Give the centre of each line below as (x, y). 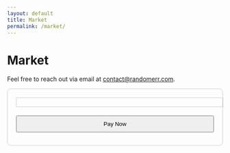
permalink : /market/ (37, 26)
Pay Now (115, 124)
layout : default (30, 13)
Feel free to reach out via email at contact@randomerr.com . (91, 79)
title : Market (27, 20)
